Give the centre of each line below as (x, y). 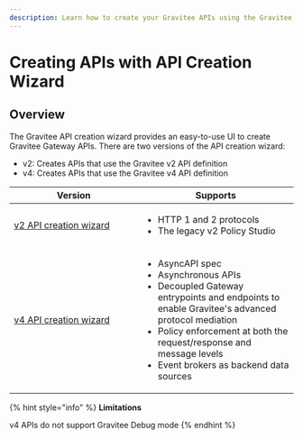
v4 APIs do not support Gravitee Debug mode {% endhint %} (123, 425)
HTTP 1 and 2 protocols (208, 219)
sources (174, 376)
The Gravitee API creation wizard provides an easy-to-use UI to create (140, 136)
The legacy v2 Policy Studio (217, 231)
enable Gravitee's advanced (217, 308)
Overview (37, 115)
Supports (216, 195)
